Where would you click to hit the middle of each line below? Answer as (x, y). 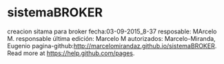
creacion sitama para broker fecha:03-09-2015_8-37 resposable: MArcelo (112, 31)
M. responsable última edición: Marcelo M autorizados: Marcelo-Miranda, (111, 38)
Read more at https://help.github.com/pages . (71, 53)
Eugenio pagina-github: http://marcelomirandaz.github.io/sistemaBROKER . (112, 46)
